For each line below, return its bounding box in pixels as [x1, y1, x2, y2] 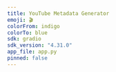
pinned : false [7, 55, 48, 62]
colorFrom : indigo [7, 23, 60, 29]
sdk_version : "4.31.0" [7, 42, 72, 49]
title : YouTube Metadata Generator [7, 10, 110, 17]
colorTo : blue [7, 29, 48, 36]
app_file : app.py [7, 49, 57, 56]
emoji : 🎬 [7, 16, 33, 23]
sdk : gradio [7, 36, 41, 43]
